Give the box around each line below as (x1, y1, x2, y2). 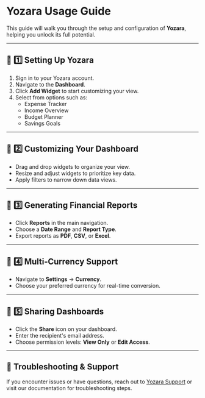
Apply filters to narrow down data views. (15, 176, 117, 183)
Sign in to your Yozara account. (15, 74, 95, 82)
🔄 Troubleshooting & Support (6, 361, 119, 372)
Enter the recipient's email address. (15, 332, 105, 339)
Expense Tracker (24, 100, 67, 107)
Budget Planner (24, 113, 64, 120)
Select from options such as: (15, 93, 87, 101)
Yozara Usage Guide (6, 4, 112, 18)
